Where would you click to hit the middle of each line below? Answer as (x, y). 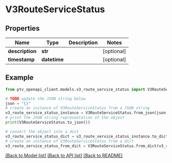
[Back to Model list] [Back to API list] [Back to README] (64, 156)
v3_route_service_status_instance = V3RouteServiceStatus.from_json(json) (87, 113)
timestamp (21, 60)
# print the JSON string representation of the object (65, 118)
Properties (23, 28)
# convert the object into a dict (42, 131)
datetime (52, 60)
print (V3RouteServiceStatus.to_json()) (48, 123)
